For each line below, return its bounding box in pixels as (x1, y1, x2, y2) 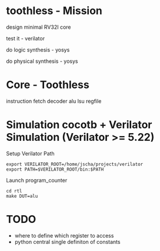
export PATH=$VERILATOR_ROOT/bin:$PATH (6, 166, 104, 172)
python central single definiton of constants (14, 238, 121, 245)
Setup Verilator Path (6, 150, 55, 157)
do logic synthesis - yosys (6, 46, 70, 53)
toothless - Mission (6, 4, 103, 18)
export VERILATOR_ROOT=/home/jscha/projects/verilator (6, 161, 144, 167)
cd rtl (6, 188, 22, 194)
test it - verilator (6, 35, 45, 42)
